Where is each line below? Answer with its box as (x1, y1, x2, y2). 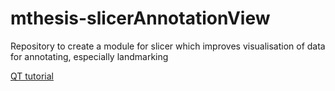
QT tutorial (10, 70, 55, 82)
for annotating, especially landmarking (10, 50, 169, 62)
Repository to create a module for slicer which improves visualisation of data (10, 40, 326, 52)
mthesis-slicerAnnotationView (10, 7, 271, 30)
